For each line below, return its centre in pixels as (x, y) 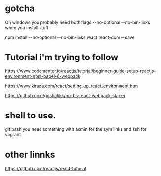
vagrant (13, 134)
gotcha (20, 9)
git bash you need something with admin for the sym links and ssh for (76, 129)
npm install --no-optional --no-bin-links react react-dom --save (70, 37)
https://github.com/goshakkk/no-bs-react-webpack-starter (65, 95)
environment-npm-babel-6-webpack (43, 76)
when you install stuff (27, 27)
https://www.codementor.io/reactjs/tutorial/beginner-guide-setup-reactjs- (80, 71)
